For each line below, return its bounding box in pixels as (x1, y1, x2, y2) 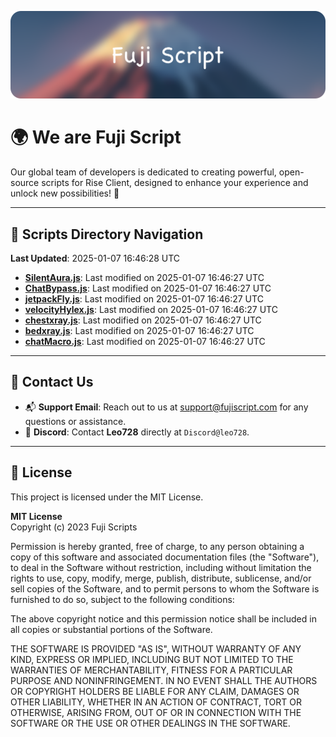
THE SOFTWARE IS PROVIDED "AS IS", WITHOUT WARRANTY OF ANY (10, 642, 302, 655)
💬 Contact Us (10, 374, 94, 391)
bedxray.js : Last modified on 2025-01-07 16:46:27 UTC (24, 325, 255, 337)
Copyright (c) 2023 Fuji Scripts (10, 521, 138, 533)
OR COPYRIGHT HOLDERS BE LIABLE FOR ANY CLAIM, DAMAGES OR (10, 685, 300, 697)
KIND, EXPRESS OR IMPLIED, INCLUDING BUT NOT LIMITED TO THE (10, 653, 294, 665)
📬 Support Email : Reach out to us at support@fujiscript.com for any (24, 401, 309, 413)
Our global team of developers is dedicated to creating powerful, (10, 166, 277, 178)
